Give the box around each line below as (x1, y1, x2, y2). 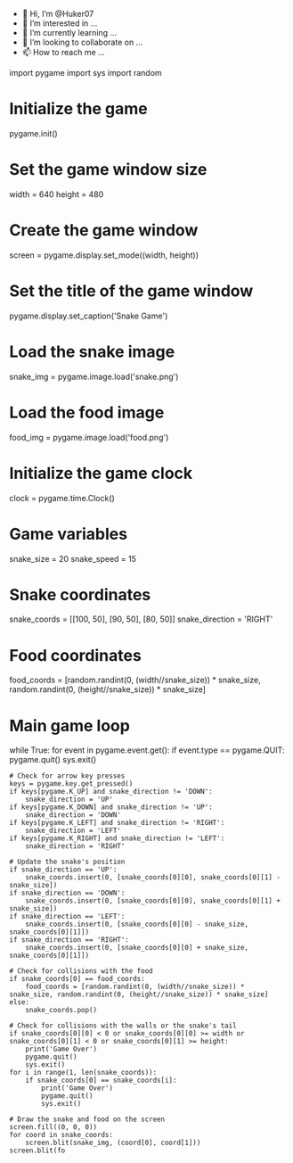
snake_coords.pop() (25, 1006, 98, 1015)
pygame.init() (9, 128, 58, 138)
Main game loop (9, 715, 131, 736)
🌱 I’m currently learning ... (21, 28, 118, 37)
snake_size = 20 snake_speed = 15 (9, 553, 136, 564)
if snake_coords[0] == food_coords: (9, 975, 145, 984)
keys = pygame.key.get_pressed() (9, 779, 134, 788)
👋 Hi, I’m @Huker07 (21, 9, 94, 19)
